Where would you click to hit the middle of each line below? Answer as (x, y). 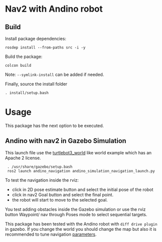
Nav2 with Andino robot (54, 9)
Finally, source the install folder (36, 84)
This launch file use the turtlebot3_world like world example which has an (78, 152)
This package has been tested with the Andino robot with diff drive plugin (81, 224)
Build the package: (24, 56)
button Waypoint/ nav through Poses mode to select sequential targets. (76, 214)
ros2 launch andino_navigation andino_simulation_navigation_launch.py (81, 171)
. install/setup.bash (27, 93)
